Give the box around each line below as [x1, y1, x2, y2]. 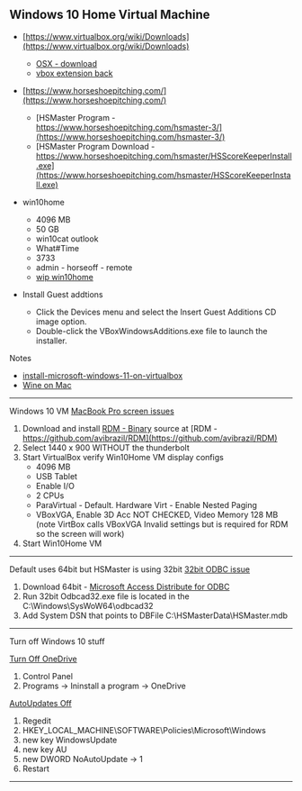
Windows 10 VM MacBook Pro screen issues [9, 405, 175, 416]
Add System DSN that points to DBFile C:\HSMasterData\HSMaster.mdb [22, 610, 289, 621]
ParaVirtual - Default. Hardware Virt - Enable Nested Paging [35, 499, 258, 510]
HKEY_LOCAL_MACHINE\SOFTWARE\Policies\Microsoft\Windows [22, 724, 267, 735]
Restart [22, 763, 49, 774]
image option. [35, 315, 87, 327]
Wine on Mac [22, 379, 72, 390]
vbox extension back [35, 68, 114, 78]
